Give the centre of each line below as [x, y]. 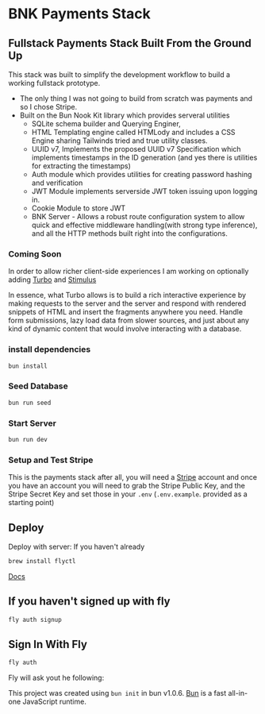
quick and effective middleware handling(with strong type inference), [144, 225]
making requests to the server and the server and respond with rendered [127, 303]
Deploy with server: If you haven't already [77, 546]
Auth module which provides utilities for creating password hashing [142, 174]
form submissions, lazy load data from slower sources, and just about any [129, 320]
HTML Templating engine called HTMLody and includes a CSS [133, 132]
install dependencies [50, 349]
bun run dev [28, 439]
